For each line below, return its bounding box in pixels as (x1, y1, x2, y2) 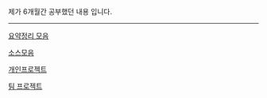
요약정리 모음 (8, 31, 49, 40)
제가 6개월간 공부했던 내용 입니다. (8, 7, 113, 16)
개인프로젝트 (8, 65, 48, 73)
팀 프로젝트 (8, 81, 43, 91)
